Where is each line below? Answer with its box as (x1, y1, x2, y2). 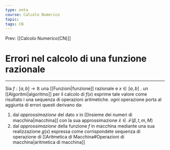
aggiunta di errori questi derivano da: (5, 102, 82, 108)
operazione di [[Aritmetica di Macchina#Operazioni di (12, 134, 125, 140)
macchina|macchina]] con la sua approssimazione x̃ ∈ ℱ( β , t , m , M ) (12, 117, 153, 124)
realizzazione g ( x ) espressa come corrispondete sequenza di (12, 128, 141, 134)
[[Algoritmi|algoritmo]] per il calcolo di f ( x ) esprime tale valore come (5, 91, 147, 97)
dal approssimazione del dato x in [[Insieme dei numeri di (12, 112, 133, 118)
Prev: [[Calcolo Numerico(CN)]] (5, 35, 71, 41)
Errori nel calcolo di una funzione (5, 53, 147, 65)
